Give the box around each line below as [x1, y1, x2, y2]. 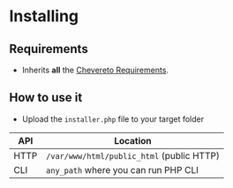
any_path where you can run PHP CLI [45, 163, 199, 176]
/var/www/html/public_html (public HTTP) [45, 149, 221, 162]
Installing [9, 6, 79, 26]
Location [114, 134, 152, 147]
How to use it [9, 90, 83, 105]
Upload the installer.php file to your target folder [21, 113, 205, 124]
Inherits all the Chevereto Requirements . [21, 64, 169, 75]
